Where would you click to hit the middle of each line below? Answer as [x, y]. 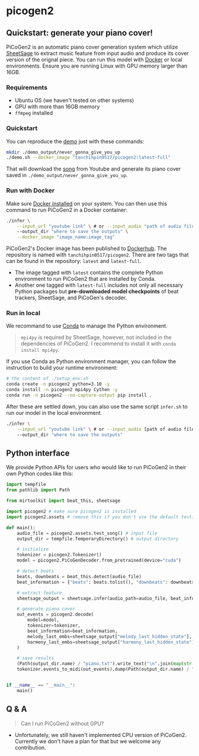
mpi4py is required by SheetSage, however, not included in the [96, 337]
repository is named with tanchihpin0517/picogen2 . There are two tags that [97, 255]
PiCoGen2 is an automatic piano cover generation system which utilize [92, 47]
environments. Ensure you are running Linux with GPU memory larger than [97, 66]
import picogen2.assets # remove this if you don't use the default [92, 517]
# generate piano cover [46, 609]
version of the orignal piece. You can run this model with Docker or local [94, 60]
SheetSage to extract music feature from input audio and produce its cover [97, 53]
